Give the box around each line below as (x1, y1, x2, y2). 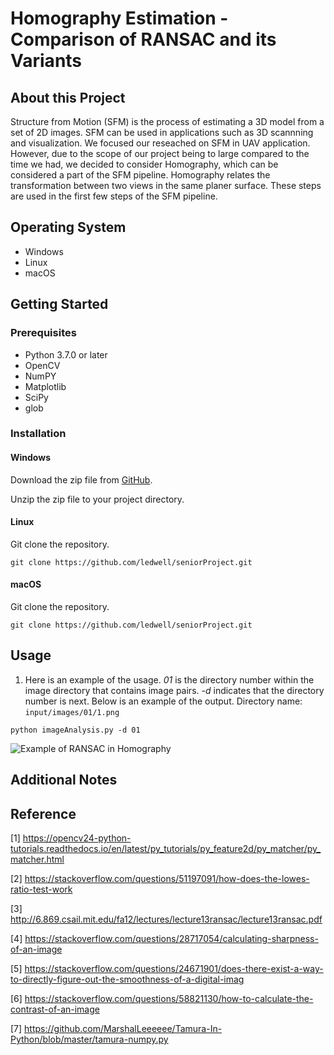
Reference (10, 805, 77, 822)
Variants (10, 50, 83, 72)
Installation (10, 427, 67, 441)
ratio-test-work (10, 883, 73, 896)
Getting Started (10, 296, 109, 313)
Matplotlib (24, 380, 67, 392)
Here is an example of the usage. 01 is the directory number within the (24, 673, 315, 686)
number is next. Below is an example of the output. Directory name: (24, 695, 303, 707)
